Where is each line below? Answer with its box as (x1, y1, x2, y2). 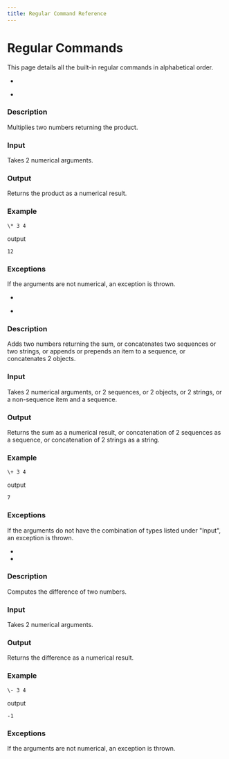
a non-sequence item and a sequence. (7, 395, 118, 403)
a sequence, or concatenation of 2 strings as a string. (7, 435, 160, 444)
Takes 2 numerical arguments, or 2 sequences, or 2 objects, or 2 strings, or (7, 387, 223, 396)
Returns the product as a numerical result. (7, 189, 127, 198)
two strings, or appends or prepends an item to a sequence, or (7, 347, 186, 356)
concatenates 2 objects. (7, 355, 76, 363)
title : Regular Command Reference (7, 10, 107, 17)
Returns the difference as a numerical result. (7, 653, 134, 662)
